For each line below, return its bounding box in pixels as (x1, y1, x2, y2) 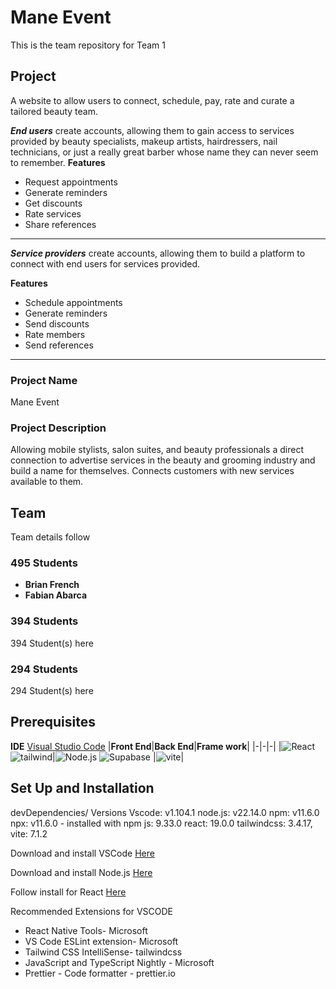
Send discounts (24, 317, 90, 330)
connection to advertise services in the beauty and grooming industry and (10, 454, 316, 466)
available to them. (10, 476, 84, 488)
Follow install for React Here (10, 886, 127, 898)
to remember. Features (10, 156, 106, 168)
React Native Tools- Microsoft (24, 924, 148, 936)
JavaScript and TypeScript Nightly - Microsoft (24, 956, 215, 968)
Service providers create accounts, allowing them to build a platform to (10, 247, 306, 259)
